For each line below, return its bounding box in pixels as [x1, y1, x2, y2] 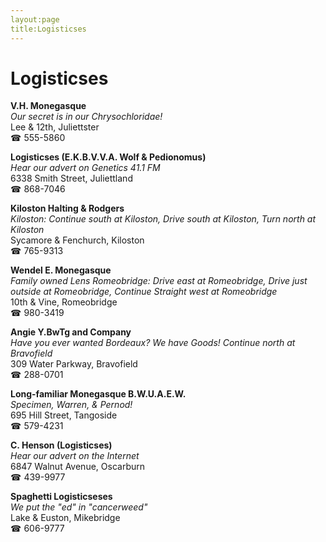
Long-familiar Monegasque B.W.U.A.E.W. [10, 388, 187, 400]
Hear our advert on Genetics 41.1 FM [10, 162, 161, 174]
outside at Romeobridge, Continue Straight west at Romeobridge [10, 286, 278, 298]
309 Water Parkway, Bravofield [10, 358, 138, 370]
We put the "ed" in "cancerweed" [10, 501, 148, 513]
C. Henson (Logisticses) [10, 439, 113, 451]
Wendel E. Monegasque [10, 264, 112, 276]
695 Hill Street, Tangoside [10, 409, 118, 421]
